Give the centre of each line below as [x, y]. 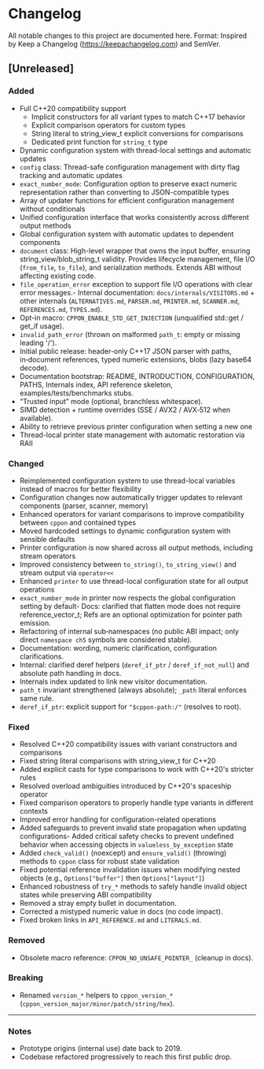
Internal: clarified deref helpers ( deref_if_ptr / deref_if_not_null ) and [134, 664]
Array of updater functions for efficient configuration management [127, 200]
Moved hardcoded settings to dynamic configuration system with [125, 531]
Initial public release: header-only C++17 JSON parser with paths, [125, 351]
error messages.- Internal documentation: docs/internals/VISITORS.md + [137, 292]
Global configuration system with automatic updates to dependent [126, 234]
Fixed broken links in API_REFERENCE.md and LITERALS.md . [110, 920]
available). [36, 418]
